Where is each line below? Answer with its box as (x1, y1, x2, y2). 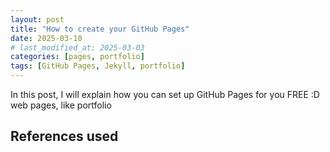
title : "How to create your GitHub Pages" (10, 24, 190, 34)
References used (10, 128, 119, 145)
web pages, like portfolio (10, 99, 112, 111)
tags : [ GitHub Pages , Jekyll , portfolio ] (10, 61, 186, 71)
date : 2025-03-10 (10, 33, 83, 43)
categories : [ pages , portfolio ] (10, 52, 145, 62)
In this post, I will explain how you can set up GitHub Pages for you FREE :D (10, 89, 320, 100)
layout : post (10, 14, 65, 25)
